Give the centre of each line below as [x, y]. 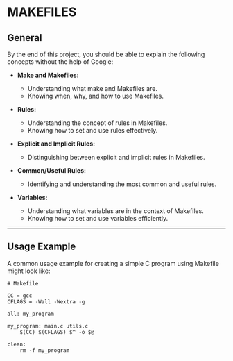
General [25, 38]
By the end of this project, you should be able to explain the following [106, 54]
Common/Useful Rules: [52, 170]
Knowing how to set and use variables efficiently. [98, 218]
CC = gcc [20, 296]
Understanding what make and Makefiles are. [93, 89]
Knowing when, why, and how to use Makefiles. [96, 96]
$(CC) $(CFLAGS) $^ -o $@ [57, 332]
